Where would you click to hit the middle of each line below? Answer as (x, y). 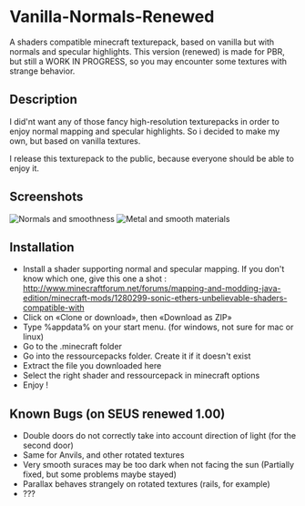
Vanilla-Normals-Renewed (112, 17)
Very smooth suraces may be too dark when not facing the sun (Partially (158, 465)
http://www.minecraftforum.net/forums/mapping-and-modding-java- (152, 288)
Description (43, 100)
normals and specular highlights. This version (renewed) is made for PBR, (147, 51)
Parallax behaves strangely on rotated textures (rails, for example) (146, 484)
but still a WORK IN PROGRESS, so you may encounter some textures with (148, 61)
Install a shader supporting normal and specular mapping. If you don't (153, 269)
